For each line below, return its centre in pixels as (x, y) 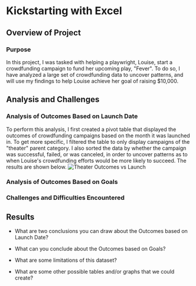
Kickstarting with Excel (64, 11)
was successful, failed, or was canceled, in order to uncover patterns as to (97, 154)
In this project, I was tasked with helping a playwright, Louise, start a (89, 62)
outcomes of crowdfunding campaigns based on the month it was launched (98, 135)
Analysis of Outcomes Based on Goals (62, 182)
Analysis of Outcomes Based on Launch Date (72, 116)
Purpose (19, 50)
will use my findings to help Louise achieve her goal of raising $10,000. (92, 81)
